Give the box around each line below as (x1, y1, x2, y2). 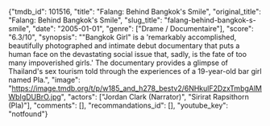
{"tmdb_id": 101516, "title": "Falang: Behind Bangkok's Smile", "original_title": (8, 7, 262, 16)
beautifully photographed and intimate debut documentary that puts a (8, 41, 240, 51)
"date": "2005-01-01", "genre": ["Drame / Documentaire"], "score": (31, 24, 254, 33)
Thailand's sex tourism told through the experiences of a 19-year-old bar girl (8, 67, 262, 75)
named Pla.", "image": (8, 75, 81, 84)
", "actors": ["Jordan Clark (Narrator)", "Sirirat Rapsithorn (60, 92, 250, 101)
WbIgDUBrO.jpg (8, 92, 62, 101)
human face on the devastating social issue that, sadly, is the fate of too (8, 50, 247, 59)
